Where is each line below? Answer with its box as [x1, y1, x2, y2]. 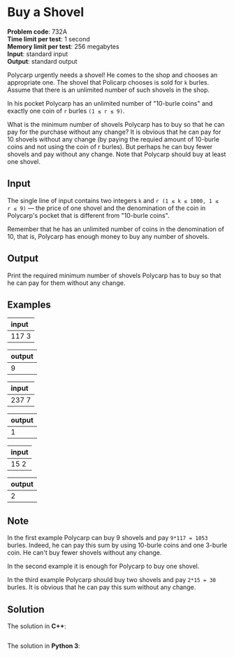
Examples [7, 298, 51, 310]
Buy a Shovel [7, 4, 85, 20]
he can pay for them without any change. [7, 278, 126, 287]
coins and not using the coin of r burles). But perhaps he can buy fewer [7, 142, 213, 151]
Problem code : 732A [7, 27, 68, 36]
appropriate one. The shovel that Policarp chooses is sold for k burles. [7, 78, 210, 86]
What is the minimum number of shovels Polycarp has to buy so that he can [7, 120, 225, 128]
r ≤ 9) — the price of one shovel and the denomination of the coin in [7, 204, 206, 212]
